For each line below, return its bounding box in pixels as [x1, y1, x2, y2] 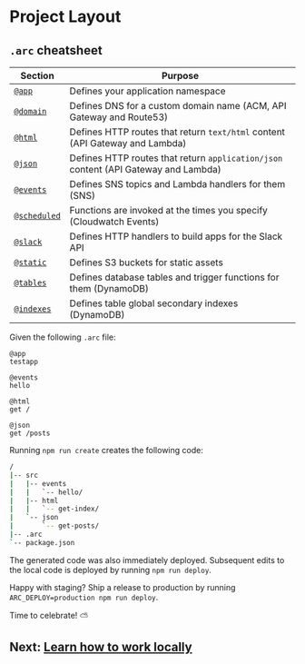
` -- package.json [9, 538, 75, 547]
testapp [9, 357, 39, 366]
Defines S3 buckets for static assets [69, 256, 224, 269]
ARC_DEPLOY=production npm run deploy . [9, 591, 159, 602]
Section [20, 70, 54, 82]
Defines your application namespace [69, 84, 226, 97]
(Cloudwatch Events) [69, 215, 160, 228]
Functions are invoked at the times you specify [69, 204, 268, 216]
